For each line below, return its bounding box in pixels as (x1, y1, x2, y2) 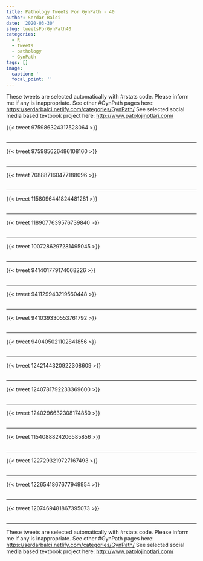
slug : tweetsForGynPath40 (6, 25, 71, 32)
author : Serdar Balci (6, 15, 61, 21)
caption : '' (11, 71, 42, 77)
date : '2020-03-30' (6, 20, 56, 26)
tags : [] (6, 59, 28, 65)
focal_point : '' (11, 76, 53, 82)
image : (6, 65, 23, 71)
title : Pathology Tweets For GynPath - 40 (6, 8, 115, 15)
